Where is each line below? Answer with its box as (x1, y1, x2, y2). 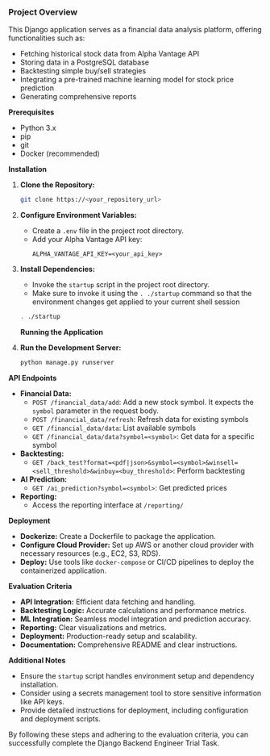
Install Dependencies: (19, 265, 95, 274)
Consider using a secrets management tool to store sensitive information (19, 688, 262, 698)
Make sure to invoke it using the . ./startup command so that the (31, 289, 252, 299)
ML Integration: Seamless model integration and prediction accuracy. (19, 614, 251, 624)
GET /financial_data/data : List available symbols (31, 423, 196, 432)
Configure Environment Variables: (19, 211, 137, 220)
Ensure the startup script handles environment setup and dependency (19, 670, 255, 680)
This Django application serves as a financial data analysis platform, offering (8, 25, 262, 35)
